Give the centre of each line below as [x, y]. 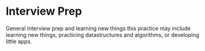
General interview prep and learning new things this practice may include [98, 28]
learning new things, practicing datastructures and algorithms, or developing [102, 34]
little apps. [19, 41]
